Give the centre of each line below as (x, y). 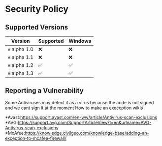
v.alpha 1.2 (20, 65)
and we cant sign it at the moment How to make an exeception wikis (74, 108)
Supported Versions (36, 27)
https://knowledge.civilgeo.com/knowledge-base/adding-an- (87, 133)
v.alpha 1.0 (20, 49)
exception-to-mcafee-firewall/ (36, 138)
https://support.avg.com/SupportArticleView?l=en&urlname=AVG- (84, 122)
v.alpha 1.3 (20, 73)
